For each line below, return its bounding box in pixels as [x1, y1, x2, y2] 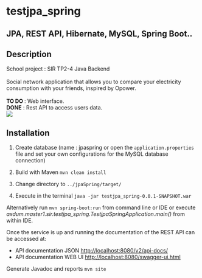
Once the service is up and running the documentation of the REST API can [6, 229, 195, 236]
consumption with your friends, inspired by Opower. [6, 85, 137, 92]
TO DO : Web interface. [6, 97, 64, 105]
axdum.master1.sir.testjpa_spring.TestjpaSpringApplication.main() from [6, 210, 186, 218]
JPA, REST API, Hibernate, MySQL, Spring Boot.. [6, 29, 193, 39]
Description [6, 49, 52, 59]
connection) [15, 157, 46, 164]
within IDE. [6, 217, 33, 224]
